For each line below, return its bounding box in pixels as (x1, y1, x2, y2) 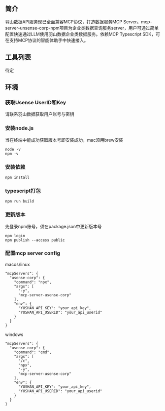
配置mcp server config (5, 250, 61, 257)
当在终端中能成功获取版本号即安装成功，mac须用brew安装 (5, 137, 124, 143)
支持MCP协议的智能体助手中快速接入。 (9, 37, 89, 43)
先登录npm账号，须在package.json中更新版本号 (5, 223, 102, 229)
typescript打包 (5, 187, 41, 194)
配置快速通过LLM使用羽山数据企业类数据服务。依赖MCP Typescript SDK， (5, 31, 156, 37)
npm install (5, 175, 30, 180)
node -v (5, 147, 21, 152)
